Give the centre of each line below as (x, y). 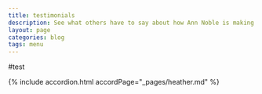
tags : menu (26, 45)
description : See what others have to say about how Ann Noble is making (131, 23)
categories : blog (36, 37)
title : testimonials (42, 15)
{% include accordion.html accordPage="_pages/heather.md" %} (114, 82)
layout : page (29, 30)
